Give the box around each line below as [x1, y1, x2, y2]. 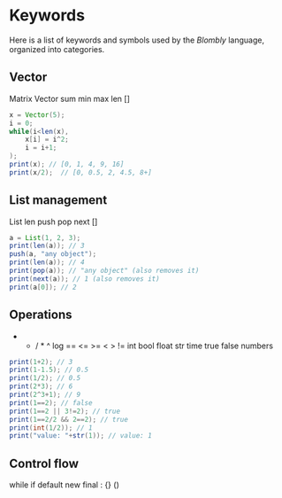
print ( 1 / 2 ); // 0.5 [9, 374, 81, 383]
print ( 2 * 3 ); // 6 [9, 382, 73, 391]
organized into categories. [9, 43, 105, 54]
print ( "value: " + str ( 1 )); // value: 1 [9, 432, 152, 440]
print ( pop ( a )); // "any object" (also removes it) [9, 267, 200, 276]
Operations [9, 307, 72, 323]
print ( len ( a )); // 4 [9, 258, 86, 267]
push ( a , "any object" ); [9, 250, 97, 259]
